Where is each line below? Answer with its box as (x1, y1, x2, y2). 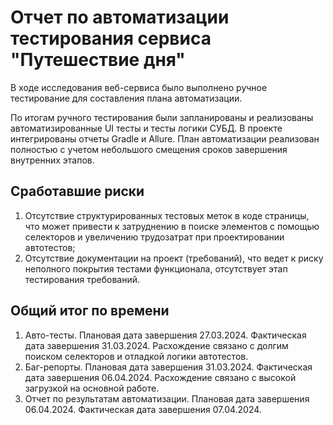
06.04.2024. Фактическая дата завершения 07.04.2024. (24, 403, 262, 415)
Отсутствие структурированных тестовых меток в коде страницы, (24, 209, 310, 221)
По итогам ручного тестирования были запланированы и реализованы (10, 111, 314, 123)
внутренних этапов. (10, 154, 95, 166)
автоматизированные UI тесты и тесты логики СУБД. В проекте (10, 122, 283, 134)
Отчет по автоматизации (10, 6, 230, 29)
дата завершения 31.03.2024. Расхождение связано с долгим (24, 339, 289, 351)
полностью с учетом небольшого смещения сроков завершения (10, 143, 288, 155)
